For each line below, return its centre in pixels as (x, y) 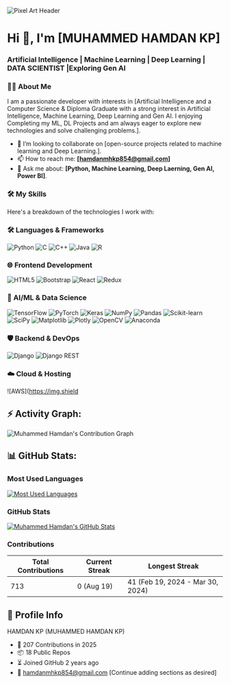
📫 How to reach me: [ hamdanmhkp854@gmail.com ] (94, 159)
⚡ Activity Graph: (44, 413)
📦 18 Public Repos (43, 653)
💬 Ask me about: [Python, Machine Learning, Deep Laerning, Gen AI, (115, 169)
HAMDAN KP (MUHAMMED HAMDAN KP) (66, 632)
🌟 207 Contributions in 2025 (57, 645)
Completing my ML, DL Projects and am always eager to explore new (104, 123)
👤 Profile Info (35, 615)
